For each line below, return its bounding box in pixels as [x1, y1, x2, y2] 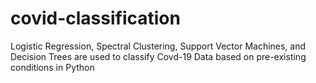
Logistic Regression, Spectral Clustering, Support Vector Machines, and [10, 40, 307, 52]
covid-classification [10, 7, 181, 30]
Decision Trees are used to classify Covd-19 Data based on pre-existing [10, 50, 307, 62]
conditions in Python [10, 61, 95, 73]
